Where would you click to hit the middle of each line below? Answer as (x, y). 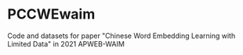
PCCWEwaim (51, 14)
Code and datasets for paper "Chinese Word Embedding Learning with (121, 36)
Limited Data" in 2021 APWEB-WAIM (66, 43)
